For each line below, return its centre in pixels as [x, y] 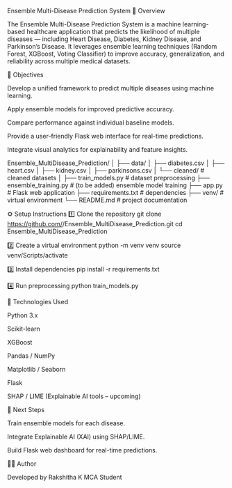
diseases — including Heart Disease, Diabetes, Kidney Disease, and [104, 39]
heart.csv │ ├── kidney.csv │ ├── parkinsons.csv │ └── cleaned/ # [106, 170]
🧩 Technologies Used [38, 302]
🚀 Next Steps [26, 410]
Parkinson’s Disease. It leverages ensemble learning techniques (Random [112, 46]
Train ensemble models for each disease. [66, 423]
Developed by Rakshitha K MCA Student [65, 477]
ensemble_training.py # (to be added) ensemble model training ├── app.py [115, 185]
